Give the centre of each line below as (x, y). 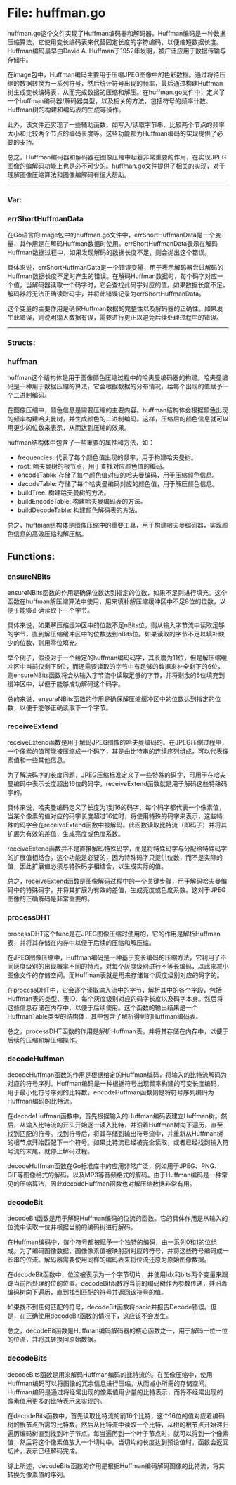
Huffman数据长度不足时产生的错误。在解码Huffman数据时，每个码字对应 (112, 276)
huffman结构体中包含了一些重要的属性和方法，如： (81, 443)
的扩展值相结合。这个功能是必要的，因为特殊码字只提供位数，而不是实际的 (115, 858)
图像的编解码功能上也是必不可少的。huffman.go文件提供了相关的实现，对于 (116, 166)
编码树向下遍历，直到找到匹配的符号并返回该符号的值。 (87, 1292)
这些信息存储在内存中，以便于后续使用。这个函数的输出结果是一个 (103, 1007)
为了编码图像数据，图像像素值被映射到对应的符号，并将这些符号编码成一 (124, 1251)
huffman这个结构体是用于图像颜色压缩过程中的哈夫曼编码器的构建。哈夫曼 (115, 378)
